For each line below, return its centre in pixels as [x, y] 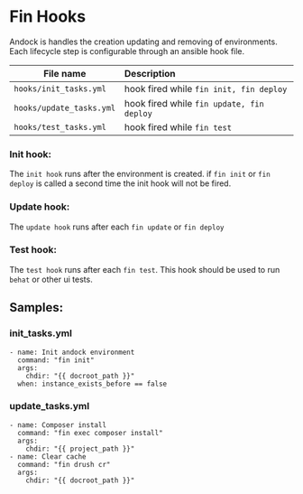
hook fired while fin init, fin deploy [206, 89]
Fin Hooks [48, 17]
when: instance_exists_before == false [92, 384]
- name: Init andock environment [72, 352]
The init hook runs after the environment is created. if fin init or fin [140, 174]
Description [150, 73]
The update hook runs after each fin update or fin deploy [117, 227]
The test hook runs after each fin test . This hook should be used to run [145, 269]
